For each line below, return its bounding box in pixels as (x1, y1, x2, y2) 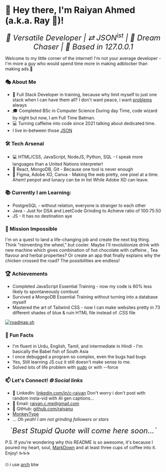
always (12, 102, 27, 108)
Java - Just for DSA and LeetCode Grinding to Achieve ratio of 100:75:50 (12, 208, 161, 214)
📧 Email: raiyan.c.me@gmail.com (12, 401, 79, 407)
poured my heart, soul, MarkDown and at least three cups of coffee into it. (5, 445, 157, 451)
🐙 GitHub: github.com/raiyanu (12, 406, 73, 412)
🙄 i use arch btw (5, 462, 39, 468)
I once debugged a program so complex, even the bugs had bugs (12, 354, 146, 359)
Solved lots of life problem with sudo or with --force (12, 364, 118, 370)
